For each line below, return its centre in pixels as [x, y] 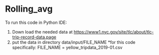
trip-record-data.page [34, 37]
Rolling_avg [29, 9]
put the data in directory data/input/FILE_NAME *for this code [74, 42]
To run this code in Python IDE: [36, 22]
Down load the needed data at [42, 32]
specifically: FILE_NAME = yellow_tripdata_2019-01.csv [67, 47]
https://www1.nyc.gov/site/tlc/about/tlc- [114, 32]
